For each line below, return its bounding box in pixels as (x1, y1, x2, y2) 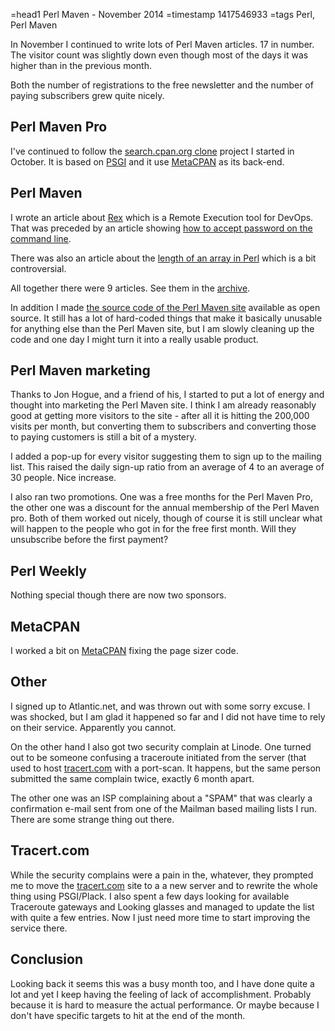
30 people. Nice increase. (10, 472, 117, 484)
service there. (10, 922, 68, 934)
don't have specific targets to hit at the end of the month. (10, 1009, 246, 1021)
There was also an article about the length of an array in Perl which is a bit (10, 252, 317, 264)
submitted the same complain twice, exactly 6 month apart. (10, 772, 255, 784)
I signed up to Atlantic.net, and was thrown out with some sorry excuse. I (10, 700, 311, 712)
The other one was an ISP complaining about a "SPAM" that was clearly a (10, 792, 313, 804)
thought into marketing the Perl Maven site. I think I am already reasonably (10, 399, 317, 411)
